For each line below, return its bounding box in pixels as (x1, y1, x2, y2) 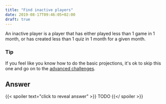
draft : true (5, 17, 30, 22)
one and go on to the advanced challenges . (5, 65, 96, 71)
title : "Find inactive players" (5, 7, 73, 13)
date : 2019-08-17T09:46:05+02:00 (5, 12, 76, 17)
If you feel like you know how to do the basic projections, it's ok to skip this (5, 60, 161, 66)
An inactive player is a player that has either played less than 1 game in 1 (5, 31, 155, 37)
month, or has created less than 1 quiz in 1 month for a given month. (5, 36, 146, 42)
